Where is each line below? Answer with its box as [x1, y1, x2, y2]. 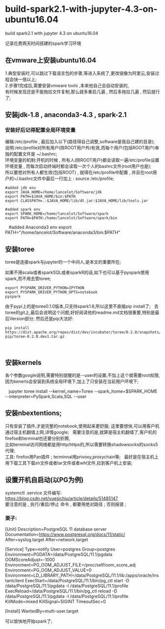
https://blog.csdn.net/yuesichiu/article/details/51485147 [5, 495, 118, 501]
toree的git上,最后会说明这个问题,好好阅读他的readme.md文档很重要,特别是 [5, 309, 155, 316]
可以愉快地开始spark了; [5, 618, 53, 624]
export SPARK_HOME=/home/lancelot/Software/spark [5, 211, 109, 216]
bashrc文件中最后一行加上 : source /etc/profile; [19, 176, 114, 182]
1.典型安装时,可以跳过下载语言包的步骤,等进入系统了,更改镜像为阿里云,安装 [5, 70, 155, 76]
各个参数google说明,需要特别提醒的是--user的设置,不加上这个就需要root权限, [5, 372, 160, 378]
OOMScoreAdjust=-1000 [5, 557, 55, 563]
